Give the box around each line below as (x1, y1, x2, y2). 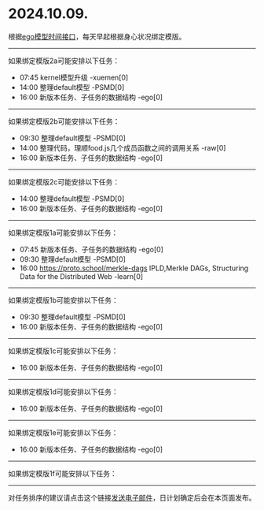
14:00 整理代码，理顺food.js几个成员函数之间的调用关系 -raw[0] (19, 143, 226, 152)
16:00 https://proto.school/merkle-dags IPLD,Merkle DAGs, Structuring (19, 263, 249, 273)
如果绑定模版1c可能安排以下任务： (8, 346, 119, 356)
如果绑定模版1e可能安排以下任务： (8, 427, 119, 437)
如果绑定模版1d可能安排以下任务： (8, 387, 119, 396)
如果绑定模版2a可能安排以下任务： (8, 56, 120, 65)
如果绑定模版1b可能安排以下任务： (8, 295, 119, 304)
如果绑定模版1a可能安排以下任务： (8, 228, 119, 237)
